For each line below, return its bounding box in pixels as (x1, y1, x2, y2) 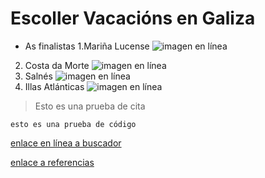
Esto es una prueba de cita (34, 100, 146, 112)
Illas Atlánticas (24, 80, 85, 92)
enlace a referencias (10, 156, 95, 168)
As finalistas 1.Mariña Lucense (24, 40, 150, 52)
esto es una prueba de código (10, 119, 137, 129)
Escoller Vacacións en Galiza (10, 7, 256, 30)
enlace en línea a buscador (10, 137, 122, 149)
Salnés (24, 70, 53, 82)
